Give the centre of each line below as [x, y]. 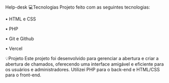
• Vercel [14, 48]
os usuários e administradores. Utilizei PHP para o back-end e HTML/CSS [83, 70]
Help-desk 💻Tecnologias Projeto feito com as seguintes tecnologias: [78, 7]
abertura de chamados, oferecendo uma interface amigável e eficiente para [84, 64]
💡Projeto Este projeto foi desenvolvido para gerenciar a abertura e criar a [82, 58]
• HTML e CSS [21, 19]
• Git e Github [20, 39]
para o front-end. [23, 75]
